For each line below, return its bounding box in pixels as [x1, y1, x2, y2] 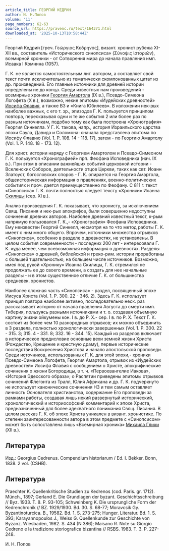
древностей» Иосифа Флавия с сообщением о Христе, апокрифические [5, 363, 161, 368]
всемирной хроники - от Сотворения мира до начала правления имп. [5, 56, 156, 61]
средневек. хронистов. [5, 278, 55, 284]
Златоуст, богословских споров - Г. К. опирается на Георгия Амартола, [5, 172, 160, 177]
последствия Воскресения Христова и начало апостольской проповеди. [5, 347, 162, 352]
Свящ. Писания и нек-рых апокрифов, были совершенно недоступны [5, 208, 155, 214]
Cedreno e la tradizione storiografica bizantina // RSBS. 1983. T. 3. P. [5, 526, 148, 532]
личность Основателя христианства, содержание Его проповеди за [5, 390, 152, 395]
